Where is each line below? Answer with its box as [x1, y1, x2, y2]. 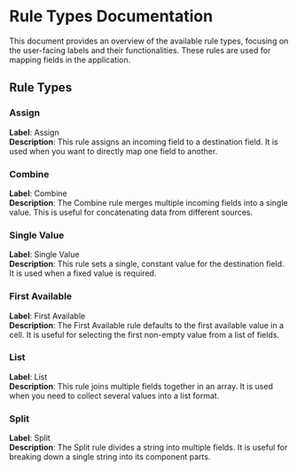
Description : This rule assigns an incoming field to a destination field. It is [9, 136, 278, 147]
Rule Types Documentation [9, 6, 214, 27]
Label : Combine [9, 188, 68, 199]
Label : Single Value [9, 249, 80, 260]
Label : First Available [9, 310, 86, 321]
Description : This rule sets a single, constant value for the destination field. [9, 259, 285, 270]
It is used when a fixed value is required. [9, 268, 157, 279]
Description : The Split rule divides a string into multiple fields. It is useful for [9, 442, 288, 453]
